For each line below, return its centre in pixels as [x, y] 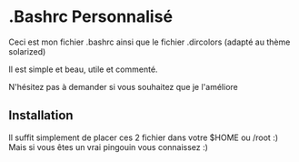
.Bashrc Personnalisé [91, 17]
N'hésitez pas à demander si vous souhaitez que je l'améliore [123, 86]
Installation [41, 116]
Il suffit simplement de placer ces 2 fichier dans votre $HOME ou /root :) [144, 137]
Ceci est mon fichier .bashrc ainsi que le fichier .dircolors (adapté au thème [149, 42]
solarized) [27, 51]
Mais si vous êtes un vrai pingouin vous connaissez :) [108, 147]
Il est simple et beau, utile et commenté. [83, 69]
